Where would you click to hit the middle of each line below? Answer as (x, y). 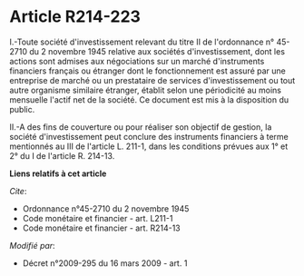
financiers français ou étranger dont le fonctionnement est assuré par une (147, 71)
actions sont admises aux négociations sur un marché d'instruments (137, 61)
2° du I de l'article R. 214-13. (62, 155)
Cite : (18, 191)
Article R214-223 (75, 17)
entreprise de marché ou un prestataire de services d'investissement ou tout (152, 80)
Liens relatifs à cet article (58, 173)
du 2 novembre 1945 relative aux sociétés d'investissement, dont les (157, 51)
